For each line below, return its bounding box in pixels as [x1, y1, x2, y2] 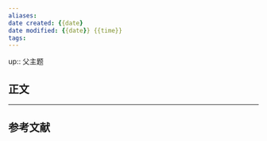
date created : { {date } [8, 19, 83, 27]
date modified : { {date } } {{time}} [8, 26, 123, 34]
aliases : [8, 11, 37, 20]
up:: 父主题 [8, 57, 44, 66]
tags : [8, 33, 26, 42]
